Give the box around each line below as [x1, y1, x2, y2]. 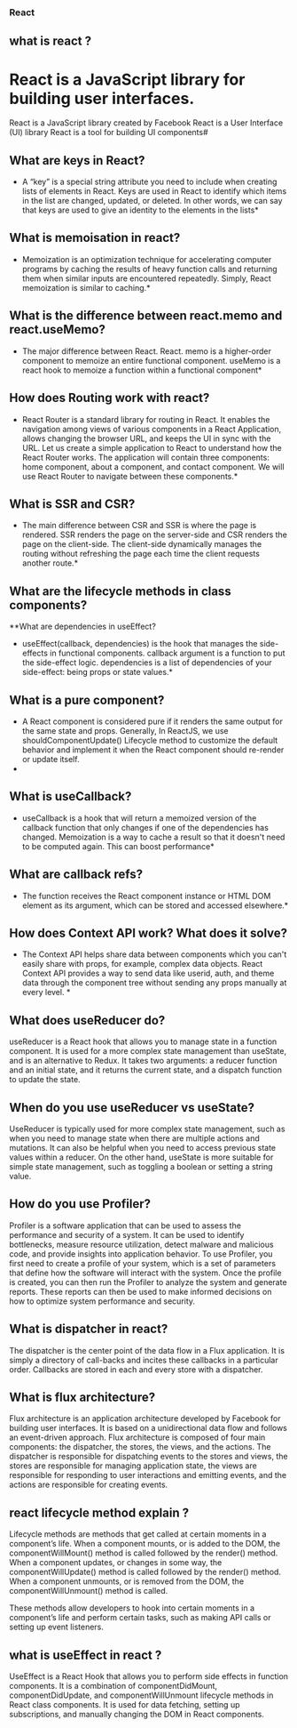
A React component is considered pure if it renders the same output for [21, 716, 284, 727]
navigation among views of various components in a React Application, [21, 423, 282, 434]
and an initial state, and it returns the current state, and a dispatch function [9, 1065, 282, 1075]
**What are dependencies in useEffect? [9, 621, 157, 632]
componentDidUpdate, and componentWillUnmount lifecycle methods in [9, 1690, 274, 1700]
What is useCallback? [9, 789, 132, 804]
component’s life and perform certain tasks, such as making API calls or [9, 1612, 272, 1623]
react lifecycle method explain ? [9, 1505, 189, 1520]
